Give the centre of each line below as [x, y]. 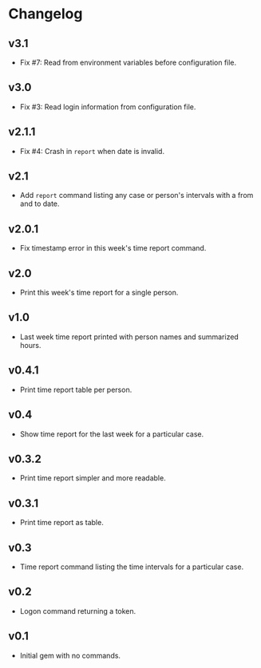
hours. [30, 345]
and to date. [40, 204]
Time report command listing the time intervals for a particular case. [132, 567]
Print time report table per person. [76, 389]
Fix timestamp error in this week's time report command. [113, 248]
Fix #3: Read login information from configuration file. [108, 107]
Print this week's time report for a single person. [99, 293]
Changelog [45, 14]
